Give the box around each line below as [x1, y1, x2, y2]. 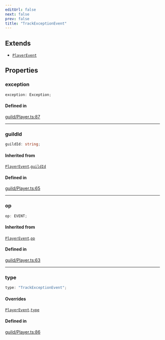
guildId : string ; [5, 142, 41, 147]
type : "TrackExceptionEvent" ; [5, 285, 67, 290]
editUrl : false [5, 7, 36, 12]
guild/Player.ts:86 [5, 329, 41, 335]
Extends [5, 39, 31, 47]
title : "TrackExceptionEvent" [5, 21, 67, 26]
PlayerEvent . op [5, 235, 35, 241]
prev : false [5, 16, 29, 21]
